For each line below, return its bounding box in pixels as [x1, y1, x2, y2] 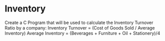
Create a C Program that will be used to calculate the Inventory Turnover [4, 19, 154, 25]
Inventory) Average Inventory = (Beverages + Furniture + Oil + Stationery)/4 [4, 30, 161, 36]
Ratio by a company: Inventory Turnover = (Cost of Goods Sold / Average [4, 24, 155, 30]
